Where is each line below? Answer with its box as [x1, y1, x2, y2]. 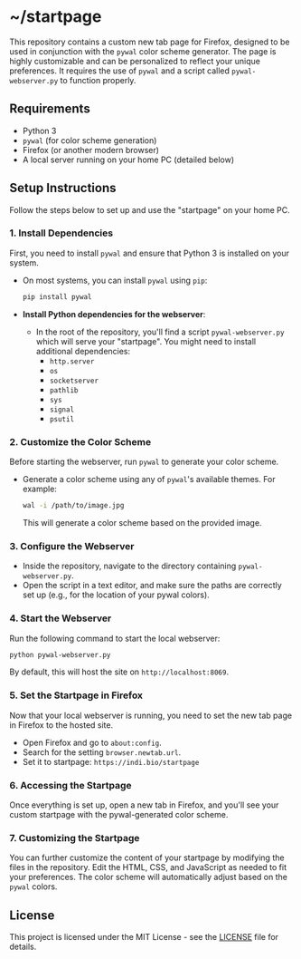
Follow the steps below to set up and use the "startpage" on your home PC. [9, 204, 291, 215]
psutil [49, 414, 75, 423]
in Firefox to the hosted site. [9, 719, 114, 731]
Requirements [9, 102, 90, 117]
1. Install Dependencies [9, 227, 114, 239]
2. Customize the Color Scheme [9, 435, 152, 448]
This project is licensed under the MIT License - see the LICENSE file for [9, 932, 278, 943]
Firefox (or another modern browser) [22, 144, 160, 155]
